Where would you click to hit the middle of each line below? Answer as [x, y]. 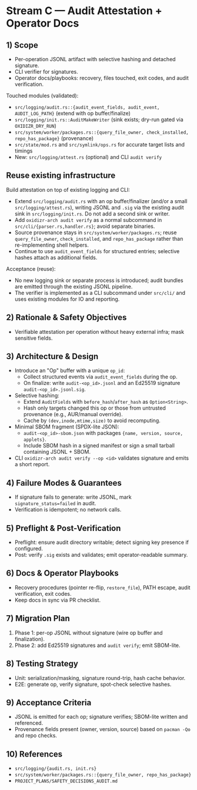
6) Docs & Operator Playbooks [62, 573]
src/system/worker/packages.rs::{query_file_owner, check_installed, [102, 132]
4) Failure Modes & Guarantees [64, 483]
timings [24, 151]
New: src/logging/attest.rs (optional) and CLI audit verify [88, 157]
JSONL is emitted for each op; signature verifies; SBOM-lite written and [101, 717]
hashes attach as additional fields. [56, 257]
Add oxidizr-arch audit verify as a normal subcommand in [88, 220]
